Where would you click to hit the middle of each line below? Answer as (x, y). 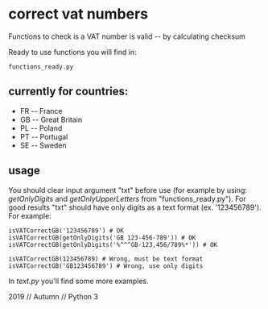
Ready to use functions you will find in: (72, 52)
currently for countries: (68, 92)
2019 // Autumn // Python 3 (54, 296)
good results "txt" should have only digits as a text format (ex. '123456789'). (135, 207)
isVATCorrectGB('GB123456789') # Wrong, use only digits (106, 266)
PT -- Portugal (44, 136)
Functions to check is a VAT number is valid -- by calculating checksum (127, 36)
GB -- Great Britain (51, 119)
